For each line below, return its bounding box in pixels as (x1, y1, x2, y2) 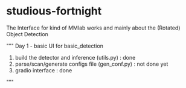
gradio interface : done (14, 66, 72, 74)
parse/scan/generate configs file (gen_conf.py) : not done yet (14, 60, 168, 68)
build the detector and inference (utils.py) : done (14, 54, 136, 61)
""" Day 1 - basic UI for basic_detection (6, 42, 104, 49)
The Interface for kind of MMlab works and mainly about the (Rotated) (6, 24, 181, 31)
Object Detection (6, 30, 48, 37)
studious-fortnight (6, 4, 102, 18)
